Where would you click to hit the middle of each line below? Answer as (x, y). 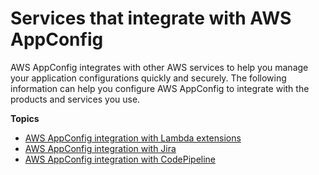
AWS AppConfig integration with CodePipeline (120, 159)
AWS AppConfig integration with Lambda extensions (133, 138)
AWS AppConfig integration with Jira (100, 148)
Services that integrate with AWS (151, 18)
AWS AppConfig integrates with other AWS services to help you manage (159, 67)
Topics (25, 118)
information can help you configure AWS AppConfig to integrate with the (160, 88)
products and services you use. (75, 99)
